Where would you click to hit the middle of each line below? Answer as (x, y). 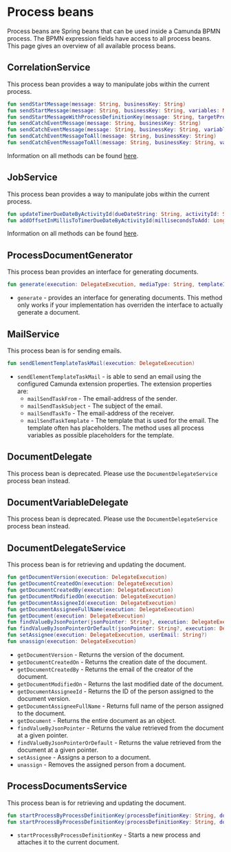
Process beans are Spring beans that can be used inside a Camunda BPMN (114, 31)
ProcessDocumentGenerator (70, 255)
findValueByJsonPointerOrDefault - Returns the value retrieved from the (119, 742)
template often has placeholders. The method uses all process (115, 428)
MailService (33, 334)
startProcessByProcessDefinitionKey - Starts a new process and (109, 835)
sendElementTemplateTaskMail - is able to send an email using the (109, 376)
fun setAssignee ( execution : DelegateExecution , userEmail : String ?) (107, 635)
